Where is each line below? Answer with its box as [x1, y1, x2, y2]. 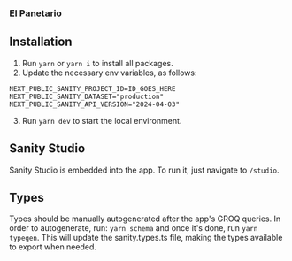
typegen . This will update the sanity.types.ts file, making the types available [9, 233, 283, 243]
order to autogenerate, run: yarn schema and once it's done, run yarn [9, 223, 258, 234]
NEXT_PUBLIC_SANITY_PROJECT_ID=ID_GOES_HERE [9, 84, 176, 93]
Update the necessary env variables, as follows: [21, 67, 197, 78]
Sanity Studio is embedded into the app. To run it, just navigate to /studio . [9, 165, 280, 175]
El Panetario [9, 7, 62, 19]
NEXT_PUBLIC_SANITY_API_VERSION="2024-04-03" [9, 100, 180, 109]
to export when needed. [9, 242, 97, 252]
